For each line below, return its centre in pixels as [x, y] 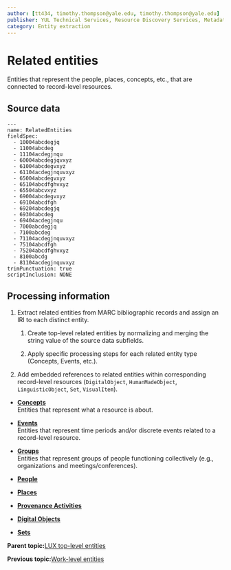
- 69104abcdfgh [35, 203]
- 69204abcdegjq [36, 209]
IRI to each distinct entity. [53, 319]
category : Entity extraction [49, 26]
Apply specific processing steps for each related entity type [112, 353]
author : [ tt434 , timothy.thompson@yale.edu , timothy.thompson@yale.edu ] [113, 13]
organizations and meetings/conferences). [77, 465]
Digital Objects [38, 519]
